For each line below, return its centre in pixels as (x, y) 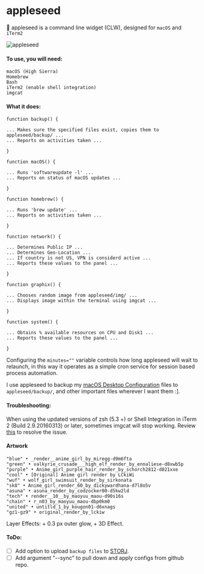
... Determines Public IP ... (45, 248)
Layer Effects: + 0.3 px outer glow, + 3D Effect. (65, 523)
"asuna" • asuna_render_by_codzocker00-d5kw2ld (68, 491)
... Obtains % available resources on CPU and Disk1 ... (80, 333)
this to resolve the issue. (37, 432)
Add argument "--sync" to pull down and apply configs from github (99, 558)
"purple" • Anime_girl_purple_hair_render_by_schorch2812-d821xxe (92, 469)
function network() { (34, 237)
